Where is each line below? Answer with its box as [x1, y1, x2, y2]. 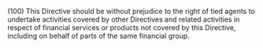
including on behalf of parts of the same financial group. [7, 31, 190, 40]
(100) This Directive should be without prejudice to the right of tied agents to [7, 7, 255, 15]
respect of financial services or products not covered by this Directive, [7, 23, 236, 32]
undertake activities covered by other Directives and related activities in [7, 15, 240, 24]
